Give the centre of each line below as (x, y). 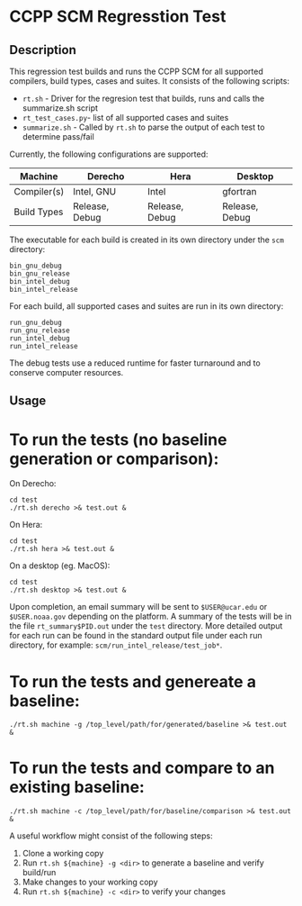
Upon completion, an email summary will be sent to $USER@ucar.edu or (138, 607)
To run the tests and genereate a (133, 681)
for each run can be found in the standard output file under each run (136, 636)
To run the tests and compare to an (142, 768)
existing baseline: (77, 788)
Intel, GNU (95, 191)
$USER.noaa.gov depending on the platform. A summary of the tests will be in (151, 616)
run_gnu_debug (36, 322)
